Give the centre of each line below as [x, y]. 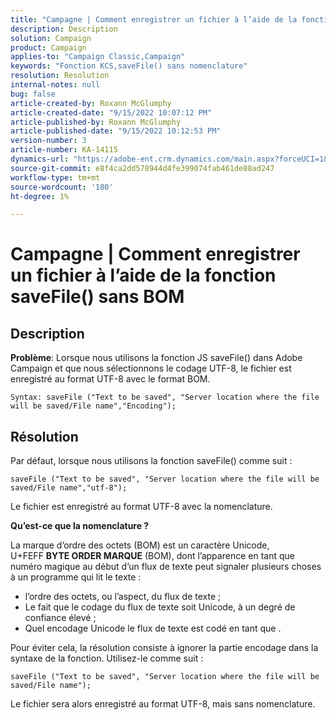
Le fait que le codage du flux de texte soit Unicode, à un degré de [160, 607]
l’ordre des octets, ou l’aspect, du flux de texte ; [123, 597]
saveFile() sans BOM [97, 297]
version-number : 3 [48, 141]
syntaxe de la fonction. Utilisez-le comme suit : [107, 658]
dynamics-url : [40, 159]
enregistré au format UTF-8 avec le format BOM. [110, 379]
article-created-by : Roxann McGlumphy [91, 103]
